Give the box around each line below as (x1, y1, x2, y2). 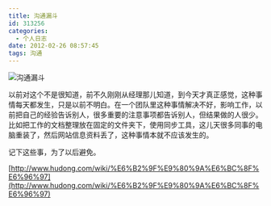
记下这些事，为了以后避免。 (8, 147, 101, 157)
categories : (8, 27, 48, 35)
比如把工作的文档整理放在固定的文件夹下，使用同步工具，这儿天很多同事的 (8, 120, 256, 129)
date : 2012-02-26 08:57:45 (8, 42, 99, 50)
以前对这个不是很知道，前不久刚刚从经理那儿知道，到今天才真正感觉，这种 (8, 90, 256, 99)
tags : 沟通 (8, 49, 43, 57)
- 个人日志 (15, 34, 48, 43)
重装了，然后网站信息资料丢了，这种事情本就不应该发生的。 (15, 130, 214, 140)
